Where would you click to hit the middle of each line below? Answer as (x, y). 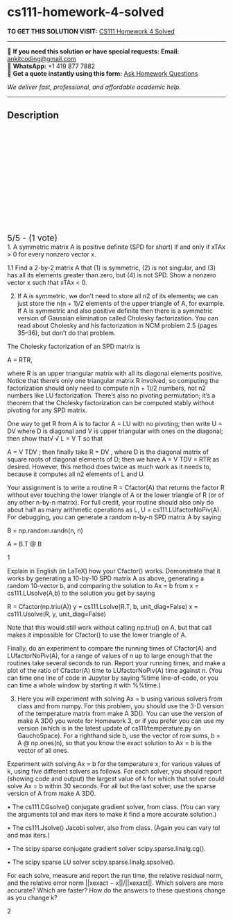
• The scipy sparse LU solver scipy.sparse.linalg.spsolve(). (91, 862)
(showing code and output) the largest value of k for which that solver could (116, 779)
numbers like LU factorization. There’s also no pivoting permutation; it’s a (111, 395)
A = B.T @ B (25, 544)
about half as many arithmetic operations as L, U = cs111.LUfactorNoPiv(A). (114, 510)
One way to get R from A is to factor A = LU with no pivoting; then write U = (115, 423)
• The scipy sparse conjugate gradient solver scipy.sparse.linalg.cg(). (106, 848)
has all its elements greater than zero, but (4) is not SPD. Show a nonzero (112, 275)
